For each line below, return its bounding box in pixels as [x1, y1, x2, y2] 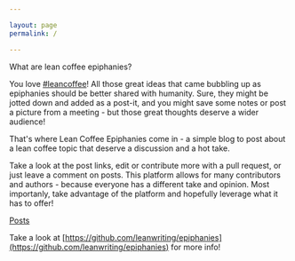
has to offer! [9, 197, 54, 209]
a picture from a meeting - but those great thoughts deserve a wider [9, 107, 259, 117]
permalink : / [9, 28, 58, 38]
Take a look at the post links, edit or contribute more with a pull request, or [9, 160, 282, 170]
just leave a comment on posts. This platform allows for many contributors [9, 170, 282, 180]
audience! [9, 116, 46, 127]
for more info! [171, 241, 221, 252]
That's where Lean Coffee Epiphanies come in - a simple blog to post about [9, 133, 286, 144]
